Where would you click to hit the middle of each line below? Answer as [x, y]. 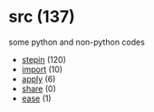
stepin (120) [44, 59]
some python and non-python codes [77, 42]
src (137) [42, 17]
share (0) [38, 88]
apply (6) [38, 78]
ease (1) [36, 98]
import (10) [42, 69]
